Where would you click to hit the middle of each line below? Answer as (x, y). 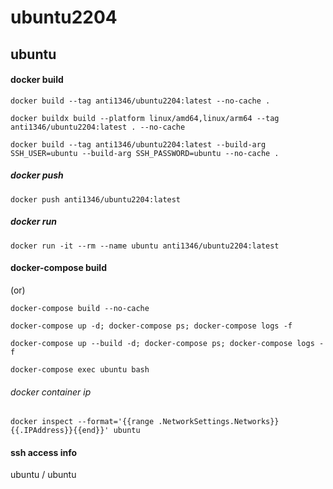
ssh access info (44, 452)
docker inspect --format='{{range (82, 422)
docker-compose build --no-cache (80, 308)
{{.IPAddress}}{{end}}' (60, 431)
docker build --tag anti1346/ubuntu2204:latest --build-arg (138, 144)
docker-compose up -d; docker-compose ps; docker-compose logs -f (151, 326)
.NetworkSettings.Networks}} (219, 422)
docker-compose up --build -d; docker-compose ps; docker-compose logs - (167, 343)
